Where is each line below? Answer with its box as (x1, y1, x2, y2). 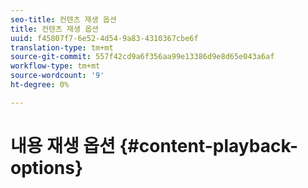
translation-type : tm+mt (10, 42, 114, 53)
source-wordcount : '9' (10, 71, 105, 81)
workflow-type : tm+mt (10, 61, 101, 71)
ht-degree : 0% (10, 80, 70, 90)
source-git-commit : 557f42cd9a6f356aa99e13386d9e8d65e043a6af (10, 52, 275, 62)
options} (10, 156, 84, 179)
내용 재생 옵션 (10, 134, 116, 157)
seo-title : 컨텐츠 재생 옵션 (10, 14, 117, 25)
